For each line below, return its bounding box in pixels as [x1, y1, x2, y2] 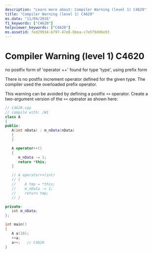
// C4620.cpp [5, 105, 32, 110]
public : [5, 124, 21, 128]
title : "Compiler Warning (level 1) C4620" [5, 12, 95, 17]
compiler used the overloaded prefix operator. [5, 81, 97, 87]
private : [5, 204, 23, 209]
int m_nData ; [11, 209, 38, 214]
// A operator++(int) [11, 173, 55, 178]
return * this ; [17, 159, 47, 164]
